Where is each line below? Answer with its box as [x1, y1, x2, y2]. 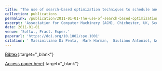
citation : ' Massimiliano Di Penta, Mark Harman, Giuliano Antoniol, [5, 38, 152, 43]
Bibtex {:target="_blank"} [5, 51, 54, 57]
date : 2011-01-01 [5, 25, 40, 30]
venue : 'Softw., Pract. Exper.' [5, 29, 70, 34]
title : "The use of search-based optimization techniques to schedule [5, 7, 150, 12]
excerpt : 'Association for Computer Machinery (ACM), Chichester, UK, [5, 20, 150, 25]
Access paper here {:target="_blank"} [5, 60, 79, 66]
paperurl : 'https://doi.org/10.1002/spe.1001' [5, 34, 100, 39]
